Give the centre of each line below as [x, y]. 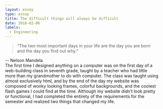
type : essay [17, 14]
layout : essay [19, 9]
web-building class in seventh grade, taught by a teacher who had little [76, 70]
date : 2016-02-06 [23, 23]
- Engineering [24, 32]
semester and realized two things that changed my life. [60, 101]
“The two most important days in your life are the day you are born [84, 46]
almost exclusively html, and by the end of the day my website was [72, 81]
